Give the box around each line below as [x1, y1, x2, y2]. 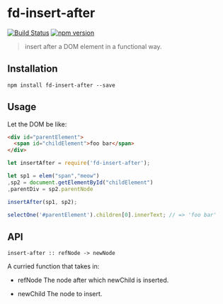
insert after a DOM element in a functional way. [24, 42, 162, 50]
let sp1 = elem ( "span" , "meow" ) [7, 173, 100, 180]
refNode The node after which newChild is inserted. [17, 276, 169, 285]
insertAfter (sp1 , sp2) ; [7, 198, 78, 205]
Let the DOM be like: [7, 119, 67, 129]
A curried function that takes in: [7, 262, 100, 271]
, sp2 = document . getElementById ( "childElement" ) [7, 179, 154, 186]
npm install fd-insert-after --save [7, 82, 115, 89]
